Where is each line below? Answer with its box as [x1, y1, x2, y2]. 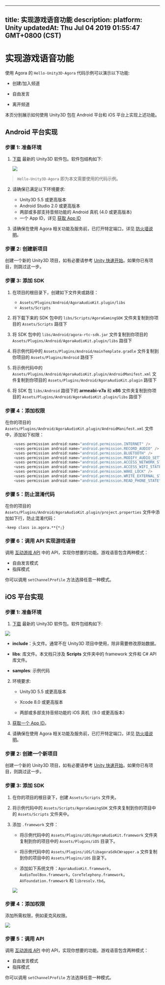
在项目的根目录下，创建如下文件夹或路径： [12, 289, 99, 295]
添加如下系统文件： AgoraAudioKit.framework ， [19, 865, 114, 871]
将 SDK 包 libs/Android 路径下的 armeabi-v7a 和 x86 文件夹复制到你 [12, 387, 152, 393]
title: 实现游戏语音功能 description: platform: [5, 16, 142, 24]
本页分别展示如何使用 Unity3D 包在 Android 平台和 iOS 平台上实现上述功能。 [5, 112, 160, 118]
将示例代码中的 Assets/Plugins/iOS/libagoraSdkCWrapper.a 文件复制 [19, 848, 158, 854]
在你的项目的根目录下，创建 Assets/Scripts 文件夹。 [12, 794, 119, 800]
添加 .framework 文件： [12, 821, 59, 827]
